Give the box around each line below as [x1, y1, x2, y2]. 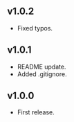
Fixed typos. [17, 24, 53, 32]
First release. [17, 108, 55, 116]
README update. [17, 62, 66, 71]
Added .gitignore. [17, 69, 67, 78]
